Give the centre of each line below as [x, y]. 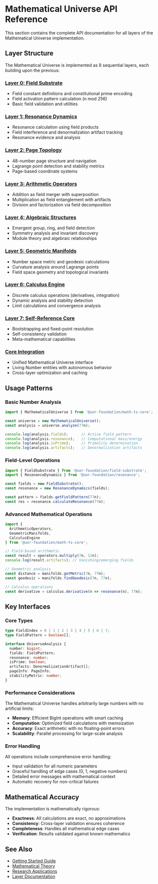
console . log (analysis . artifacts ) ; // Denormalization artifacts [74, 448]
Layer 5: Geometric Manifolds [41, 251]
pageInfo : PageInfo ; [30, 671]
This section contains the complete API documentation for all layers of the [79, 33]
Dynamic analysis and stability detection [53, 300]
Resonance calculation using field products [55, 127]
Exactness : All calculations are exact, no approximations [69, 818]
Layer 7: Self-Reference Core [40, 318]
